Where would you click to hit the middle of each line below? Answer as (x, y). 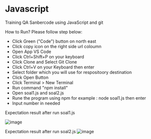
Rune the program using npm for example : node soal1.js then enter (79, 98)
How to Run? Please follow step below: (44, 32)
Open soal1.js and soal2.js (38, 93)
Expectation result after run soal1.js (40, 112)
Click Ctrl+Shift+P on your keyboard (48, 56)
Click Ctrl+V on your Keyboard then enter (53, 67)
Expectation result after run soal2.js (40, 131)
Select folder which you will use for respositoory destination (72, 72)
